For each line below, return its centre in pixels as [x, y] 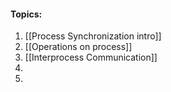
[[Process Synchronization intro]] [93, 36]
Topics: [26, 14]
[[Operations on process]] [78, 47]
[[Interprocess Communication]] [91, 57]
